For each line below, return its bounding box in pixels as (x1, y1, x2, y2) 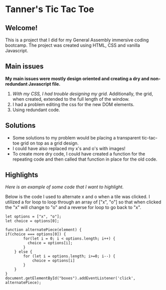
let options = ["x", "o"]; (5, 214, 62, 220)
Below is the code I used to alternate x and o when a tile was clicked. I (5, 194, 150, 200)
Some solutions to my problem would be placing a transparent (12, 134, 141, 140)
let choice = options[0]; (5, 219, 59, 224)
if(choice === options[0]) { (5, 232, 66, 237)
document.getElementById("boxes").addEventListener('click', (5, 276, 136, 281)
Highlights (5, 171, 39, 179)
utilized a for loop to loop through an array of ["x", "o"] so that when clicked (5, 199, 161, 205)
